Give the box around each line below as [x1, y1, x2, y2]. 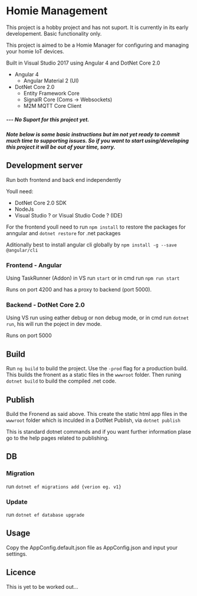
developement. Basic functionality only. [6, 30, 102, 37]
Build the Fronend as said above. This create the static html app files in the [6, 410, 188, 417]
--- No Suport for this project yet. [6, 116, 90, 123]
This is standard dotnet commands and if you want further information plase [6, 428, 192, 435]
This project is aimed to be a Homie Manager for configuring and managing [6, 41, 189, 49]
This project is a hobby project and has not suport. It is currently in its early [6, 24, 189, 31]
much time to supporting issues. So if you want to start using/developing [6, 137, 189, 144]
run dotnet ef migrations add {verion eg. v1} [6, 483, 122, 490]
